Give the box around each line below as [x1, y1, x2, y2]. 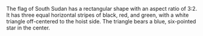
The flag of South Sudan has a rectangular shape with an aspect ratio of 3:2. [6, 5, 198, 12]
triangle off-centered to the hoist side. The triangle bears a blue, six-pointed [6, 18, 196, 25]
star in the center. [6, 24, 50, 31]
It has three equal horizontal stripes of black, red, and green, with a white [6, 11, 189, 19]
